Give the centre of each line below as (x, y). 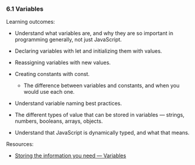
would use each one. (49, 92)
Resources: (20, 144)
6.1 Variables (25, 9)
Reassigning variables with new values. (63, 63)
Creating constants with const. (52, 74)
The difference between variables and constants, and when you (101, 85)
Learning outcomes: (31, 22)
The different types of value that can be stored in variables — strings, (100, 115)
